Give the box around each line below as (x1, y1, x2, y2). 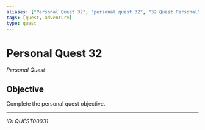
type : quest (6, 20, 37, 26)
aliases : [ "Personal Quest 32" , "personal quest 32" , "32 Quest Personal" (6, 9, 201, 15)
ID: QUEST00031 (6, 118, 49, 125)
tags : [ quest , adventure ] (6, 15, 72, 21)
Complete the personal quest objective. (6, 100, 106, 108)
